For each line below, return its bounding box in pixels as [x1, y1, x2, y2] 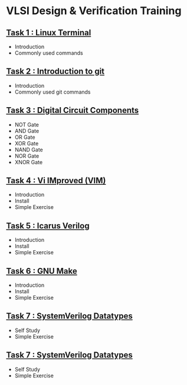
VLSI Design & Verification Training [6, 4, 182, 18]
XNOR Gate [14, 158, 43, 165]
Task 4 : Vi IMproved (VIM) [6, 175, 106, 186]
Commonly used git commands [14, 88, 91, 95]
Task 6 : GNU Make [6, 266, 78, 276]
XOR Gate [14, 140, 39, 147]
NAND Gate [14, 146, 43, 153]
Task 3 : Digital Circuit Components [6, 105, 139, 115]
